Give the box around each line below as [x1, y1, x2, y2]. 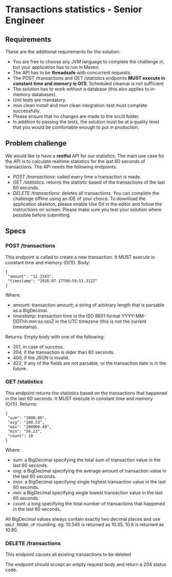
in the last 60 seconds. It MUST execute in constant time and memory [5, 395, 153, 402]
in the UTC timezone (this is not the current [55, 318, 147, 324]
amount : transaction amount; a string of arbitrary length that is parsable [12, 302, 165, 308]
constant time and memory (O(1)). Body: [5, 259, 90, 265]
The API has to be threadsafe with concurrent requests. [12, 69, 132, 76]
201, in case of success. [12, 344, 64, 350]
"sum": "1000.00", [7, 415, 47, 420]
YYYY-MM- [121, 313, 146, 319]
